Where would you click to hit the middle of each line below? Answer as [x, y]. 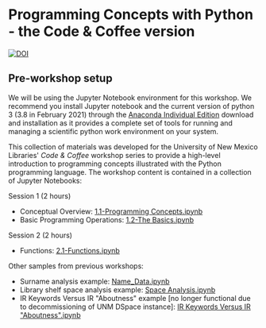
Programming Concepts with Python [131, 15]
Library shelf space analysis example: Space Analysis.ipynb [118, 289]
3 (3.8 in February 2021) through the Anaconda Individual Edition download [131, 114]
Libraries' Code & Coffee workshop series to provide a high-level [114, 155]
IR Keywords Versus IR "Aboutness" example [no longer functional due [135, 298]
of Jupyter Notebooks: [45, 180]
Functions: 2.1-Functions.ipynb [70, 250]
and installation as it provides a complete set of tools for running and [120, 123]
